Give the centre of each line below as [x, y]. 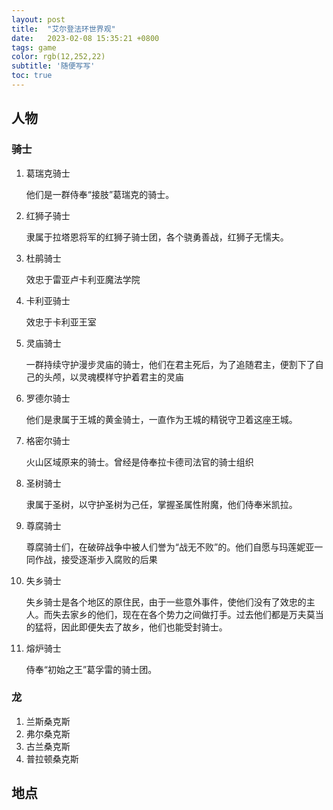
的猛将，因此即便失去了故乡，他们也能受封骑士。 [126, 627]
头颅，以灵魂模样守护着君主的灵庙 [113, 377]
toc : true [32, 76]
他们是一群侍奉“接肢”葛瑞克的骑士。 [100, 194]
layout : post [38, 19]
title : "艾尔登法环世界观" [63, 29]
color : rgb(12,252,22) [58, 57]
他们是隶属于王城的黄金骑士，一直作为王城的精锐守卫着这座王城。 [161, 419]
